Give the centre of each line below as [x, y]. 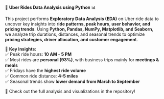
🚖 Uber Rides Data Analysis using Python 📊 [51, 7]
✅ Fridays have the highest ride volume [46, 70]
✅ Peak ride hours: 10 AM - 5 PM [38, 54]
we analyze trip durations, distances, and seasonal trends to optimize [75, 34]
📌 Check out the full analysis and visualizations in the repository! [70, 91]
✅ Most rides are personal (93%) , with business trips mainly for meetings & [82, 60]
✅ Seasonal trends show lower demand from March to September [73, 81]
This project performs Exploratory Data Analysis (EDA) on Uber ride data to [82, 19]
